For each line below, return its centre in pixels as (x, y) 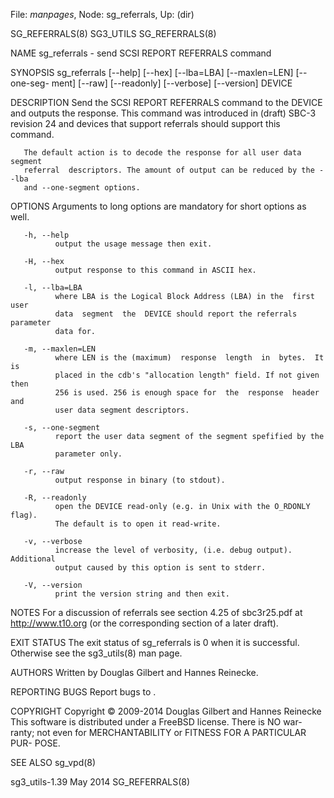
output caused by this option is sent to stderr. (160, 568)
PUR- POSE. (35, 743)
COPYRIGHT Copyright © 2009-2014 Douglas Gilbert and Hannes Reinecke (166, 711)
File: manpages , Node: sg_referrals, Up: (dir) (102, 14)
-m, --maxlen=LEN (60, 349)
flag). (24, 515)
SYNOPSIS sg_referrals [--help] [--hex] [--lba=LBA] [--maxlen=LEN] (152, 72)
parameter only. (88, 454)
